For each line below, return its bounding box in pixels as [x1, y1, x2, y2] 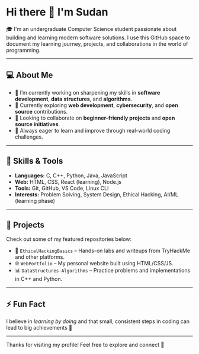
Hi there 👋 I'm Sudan [6, 5, 108, 19]
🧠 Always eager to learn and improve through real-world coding [14, 127, 171, 134]
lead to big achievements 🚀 [6, 324, 73, 331]
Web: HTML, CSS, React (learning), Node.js [14, 178, 122, 185]
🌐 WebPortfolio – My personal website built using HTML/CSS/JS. [14, 260, 174, 267]
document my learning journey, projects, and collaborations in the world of [6, 40, 188, 47]
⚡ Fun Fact [6, 299, 46, 309]
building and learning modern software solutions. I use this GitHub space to [6, 34, 191, 41]
